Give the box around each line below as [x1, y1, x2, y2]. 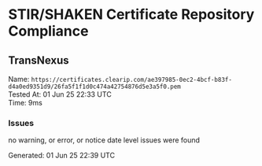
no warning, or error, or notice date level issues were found [8, 135, 201, 145]
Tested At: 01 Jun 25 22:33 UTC [8, 90, 112, 99]
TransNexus [8, 53, 69, 67]
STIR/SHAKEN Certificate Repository [8, 6, 255, 24]
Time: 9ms [8, 98, 43, 107]
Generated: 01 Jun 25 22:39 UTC [8, 151, 116, 160]
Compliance [8, 22, 89, 40]
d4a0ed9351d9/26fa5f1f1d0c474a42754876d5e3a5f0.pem [8, 83, 181, 90]
